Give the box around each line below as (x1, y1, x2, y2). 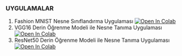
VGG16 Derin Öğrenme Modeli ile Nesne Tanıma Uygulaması (14, 24, 162, 31)
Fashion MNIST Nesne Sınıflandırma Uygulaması (14, 18, 134, 25)
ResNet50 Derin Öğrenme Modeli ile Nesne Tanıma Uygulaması (14, 37, 170, 44)
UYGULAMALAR (5, 4, 54, 13)
